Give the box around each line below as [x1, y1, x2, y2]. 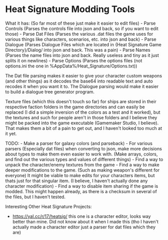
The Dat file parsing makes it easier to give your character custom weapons [5, 72, 162, 78]
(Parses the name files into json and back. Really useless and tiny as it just [5, 52, 159, 58]
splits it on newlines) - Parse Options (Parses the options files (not [5, 57, 142, 63]
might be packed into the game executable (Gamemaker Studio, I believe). [5, 120, 159, 126]
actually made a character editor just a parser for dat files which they [12, 224, 156, 230]
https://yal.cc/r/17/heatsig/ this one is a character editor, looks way [12, 213, 151, 219]
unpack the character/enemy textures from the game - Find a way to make [5, 162, 160, 168]
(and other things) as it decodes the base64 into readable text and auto [5, 78, 153, 84]
